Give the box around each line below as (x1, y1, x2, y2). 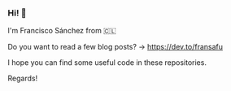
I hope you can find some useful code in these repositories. (7, 58, 207, 67)
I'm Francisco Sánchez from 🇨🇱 (7, 26, 117, 36)
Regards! (7, 73, 38, 84)
